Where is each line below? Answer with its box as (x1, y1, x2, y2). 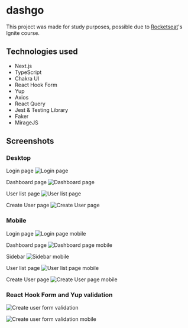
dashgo (6, 4, 44, 17)
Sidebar (6, 253, 25, 260)
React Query (14, 100, 46, 107)
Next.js (14, 62, 33, 69)
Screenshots (6, 136, 54, 146)
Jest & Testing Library (14, 106, 69, 113)
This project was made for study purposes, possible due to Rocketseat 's (6, 23, 183, 30)
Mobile (6, 217, 27, 225)
